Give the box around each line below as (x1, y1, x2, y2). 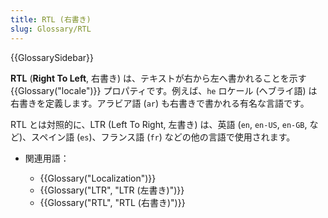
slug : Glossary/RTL (10, 24, 92, 34)
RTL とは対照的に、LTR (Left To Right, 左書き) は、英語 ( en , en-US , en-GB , (10, 118, 308, 130)
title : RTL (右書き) (10, 14, 92, 25)
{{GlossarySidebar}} (10, 51, 95, 63)
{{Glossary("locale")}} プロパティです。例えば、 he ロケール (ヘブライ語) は (10, 84, 318, 96)
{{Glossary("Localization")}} (39, 172, 157, 184)
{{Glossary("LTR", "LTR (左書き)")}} (39, 184, 185, 196)
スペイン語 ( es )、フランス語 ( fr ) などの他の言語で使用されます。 (31, 131, 296, 143)
